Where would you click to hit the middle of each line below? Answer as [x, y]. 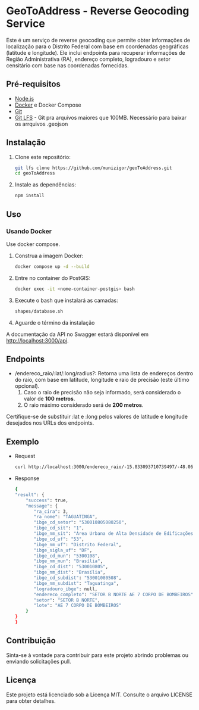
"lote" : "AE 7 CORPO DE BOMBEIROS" [78, 606]
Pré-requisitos [34, 84]
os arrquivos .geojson [41, 124]
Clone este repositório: [43, 157]
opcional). [27, 386]
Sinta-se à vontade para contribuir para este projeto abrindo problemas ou [97, 655]
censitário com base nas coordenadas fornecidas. [67, 65]
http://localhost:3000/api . [38, 340]
